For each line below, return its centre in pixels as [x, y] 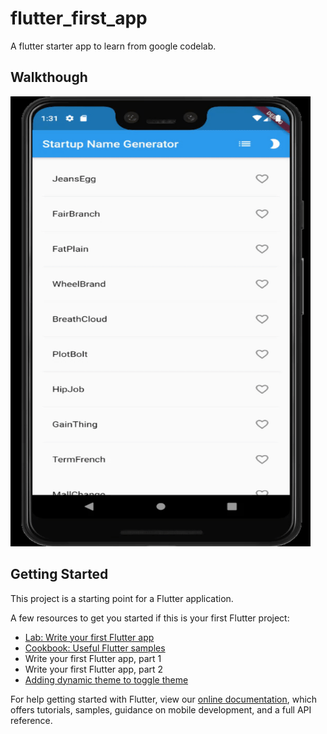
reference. [31, 720]
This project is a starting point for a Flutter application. [122, 598]
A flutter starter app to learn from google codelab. [113, 46]
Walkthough [49, 77]
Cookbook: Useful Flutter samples [95, 648]
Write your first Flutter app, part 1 [93, 658]
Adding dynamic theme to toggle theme [106, 679]
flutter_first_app [79, 18]
